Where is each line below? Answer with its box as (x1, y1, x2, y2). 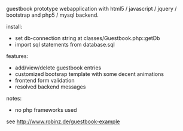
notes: (6, 95, 22, 102)
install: (6, 23, 23, 30)
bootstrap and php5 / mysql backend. (6, 11, 99, 19)
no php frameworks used (14, 106, 77, 113)
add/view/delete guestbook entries (14, 64, 102, 71)
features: (6, 53, 29, 59)
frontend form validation (14, 77, 75, 84)
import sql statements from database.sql (14, 41, 115, 48)
